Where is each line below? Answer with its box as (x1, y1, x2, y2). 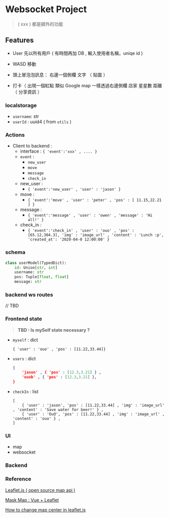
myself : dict (12, 336, 38, 343)
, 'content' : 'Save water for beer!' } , (12, 407, 104, 412)
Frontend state (5, 316, 43, 323)
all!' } (27, 217, 44, 223)
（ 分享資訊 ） (12, 89, 42, 95)
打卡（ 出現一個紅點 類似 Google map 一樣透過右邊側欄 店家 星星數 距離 (12, 82, 162, 88)
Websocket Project (5, 4, 87, 15)
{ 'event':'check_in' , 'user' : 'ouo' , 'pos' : (27, 228, 135, 233)
